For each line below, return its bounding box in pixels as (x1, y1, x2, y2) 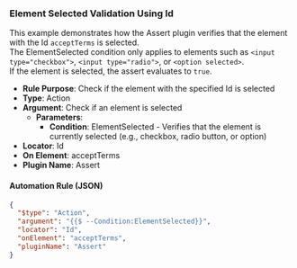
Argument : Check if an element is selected (22, 103, 183, 113)
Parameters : (35, 112, 84, 123)
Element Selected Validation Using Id (9, 7, 174, 20)
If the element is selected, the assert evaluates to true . (9, 66, 212, 76)
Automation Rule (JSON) (9, 180, 103, 191)
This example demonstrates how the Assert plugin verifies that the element (9, 28, 288, 39)
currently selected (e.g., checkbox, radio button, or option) (49, 131, 267, 142)
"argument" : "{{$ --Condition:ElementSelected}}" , (17, 217, 211, 227)
